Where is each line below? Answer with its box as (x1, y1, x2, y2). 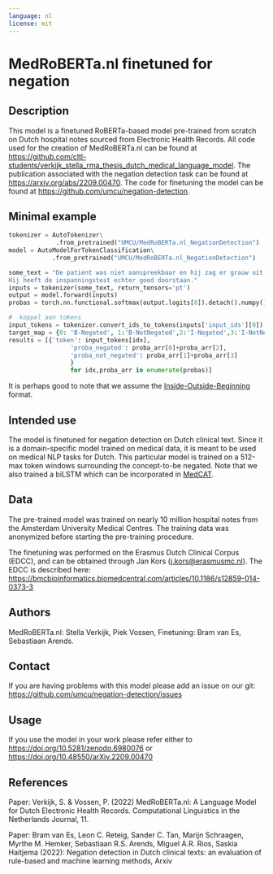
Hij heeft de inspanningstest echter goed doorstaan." (8, 276, 198, 285)
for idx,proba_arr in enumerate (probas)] (70, 367, 213, 375)
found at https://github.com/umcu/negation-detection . (8, 186, 190, 196)
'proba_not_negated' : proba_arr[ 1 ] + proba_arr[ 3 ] (70, 351, 238, 359)
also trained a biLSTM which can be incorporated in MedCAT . (8, 469, 214, 479)
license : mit (8, 20, 53, 28)
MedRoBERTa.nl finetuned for (8, 54, 213, 73)
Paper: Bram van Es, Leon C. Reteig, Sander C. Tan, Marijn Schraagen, (8, 830, 244, 840)
